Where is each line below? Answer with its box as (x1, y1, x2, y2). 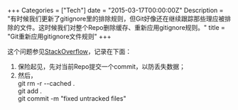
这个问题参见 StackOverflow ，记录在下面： (7, 48, 132, 55)
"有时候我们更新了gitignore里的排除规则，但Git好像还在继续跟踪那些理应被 (7, 14, 225, 23)
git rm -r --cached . (17, 79, 75, 87)
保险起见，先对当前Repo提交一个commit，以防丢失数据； (17, 62, 186, 70)
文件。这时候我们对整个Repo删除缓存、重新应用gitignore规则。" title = (19, 23, 226, 31)
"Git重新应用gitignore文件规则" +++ (7, 32, 112, 40)
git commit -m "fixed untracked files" (17, 94, 126, 102)
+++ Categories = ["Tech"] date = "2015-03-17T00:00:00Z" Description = (7, 6, 224, 14)
